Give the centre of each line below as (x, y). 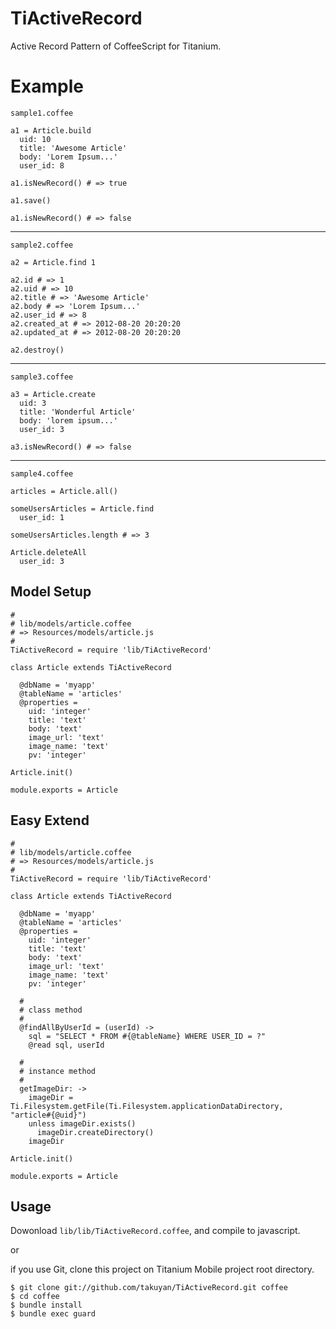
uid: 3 (33, 403)
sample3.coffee (42, 377)
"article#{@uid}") (48, 1115)
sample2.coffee (42, 245)
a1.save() (31, 200)
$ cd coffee (35, 1297)
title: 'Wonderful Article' (78, 412)
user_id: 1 (42, 517)
